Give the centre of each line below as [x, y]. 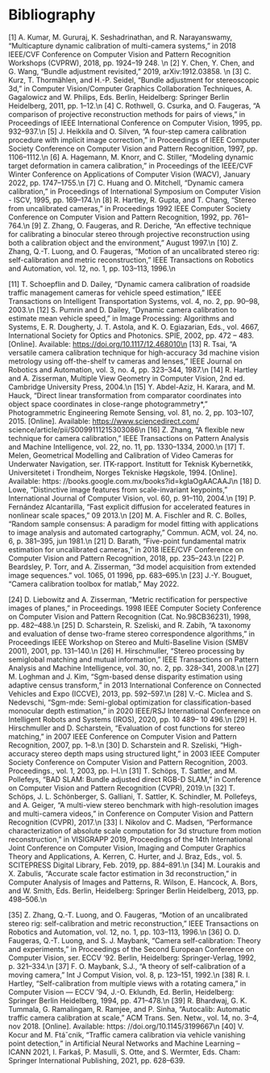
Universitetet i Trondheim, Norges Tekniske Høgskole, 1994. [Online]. [123, 472]
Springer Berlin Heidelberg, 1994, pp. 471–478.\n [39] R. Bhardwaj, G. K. [128, 1000]
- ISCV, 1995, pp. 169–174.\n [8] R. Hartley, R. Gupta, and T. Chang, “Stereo [132, 200]
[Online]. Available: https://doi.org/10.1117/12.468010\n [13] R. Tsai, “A [123, 343]
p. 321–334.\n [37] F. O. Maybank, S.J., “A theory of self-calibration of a [127, 966]
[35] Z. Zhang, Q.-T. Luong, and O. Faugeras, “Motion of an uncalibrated [128, 915]
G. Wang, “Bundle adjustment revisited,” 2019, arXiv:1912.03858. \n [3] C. [130, 71]
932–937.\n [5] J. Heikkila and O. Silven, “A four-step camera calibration [128, 131]
